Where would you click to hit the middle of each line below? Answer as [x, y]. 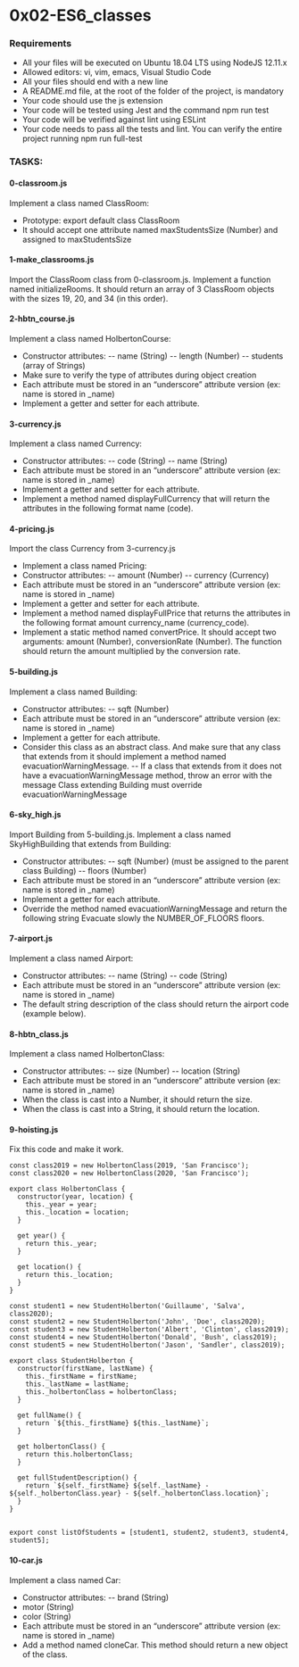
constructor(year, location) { [75, 1197]
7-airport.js [31, 939]
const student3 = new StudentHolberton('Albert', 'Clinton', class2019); [149, 1330]
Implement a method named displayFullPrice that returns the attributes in [156, 613]
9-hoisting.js [34, 1129]
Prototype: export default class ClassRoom [101, 220]
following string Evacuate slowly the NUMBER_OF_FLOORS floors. [143, 918]
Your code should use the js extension [92, 101]
